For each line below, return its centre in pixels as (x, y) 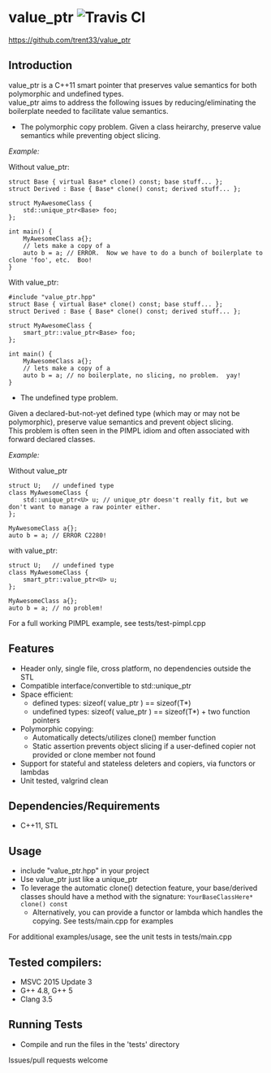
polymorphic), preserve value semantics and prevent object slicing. (121, 422)
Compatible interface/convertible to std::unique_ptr (106, 685)
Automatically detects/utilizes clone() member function (124, 737)
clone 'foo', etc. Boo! (50, 260)
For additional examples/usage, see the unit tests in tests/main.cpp (120, 937)
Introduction (41, 65)
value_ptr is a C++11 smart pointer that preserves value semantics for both (133, 85)
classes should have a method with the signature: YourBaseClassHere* (137, 897)
